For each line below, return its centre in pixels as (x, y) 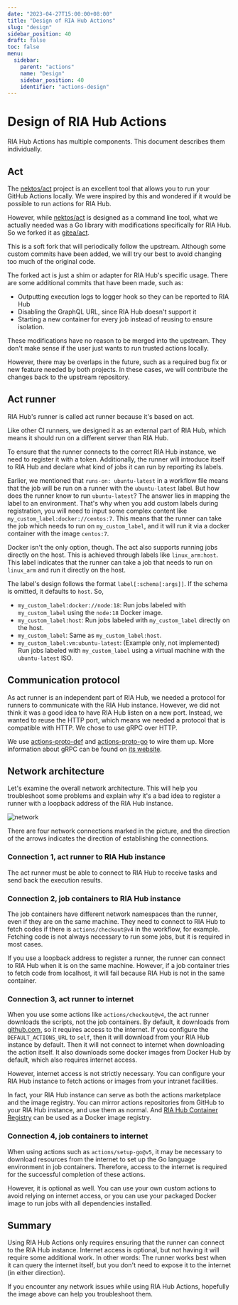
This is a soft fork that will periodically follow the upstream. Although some (117, 246)
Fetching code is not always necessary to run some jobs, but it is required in (119, 937)
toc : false (23, 47)
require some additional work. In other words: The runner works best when (117, 1258)
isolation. (31, 327)
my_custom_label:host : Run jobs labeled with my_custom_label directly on (124, 620)
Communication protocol (64, 680)
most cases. (25, 944)
